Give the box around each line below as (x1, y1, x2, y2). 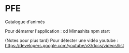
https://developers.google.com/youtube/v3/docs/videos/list (5, 42, 124, 48)
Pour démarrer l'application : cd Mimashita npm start (5, 28, 110, 34)
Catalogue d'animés (5, 19, 45, 25)
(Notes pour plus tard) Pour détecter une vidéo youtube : (5, 37, 118, 43)
